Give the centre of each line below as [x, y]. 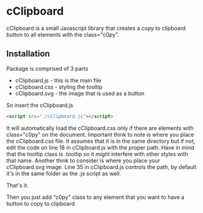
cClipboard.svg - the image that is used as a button [80, 93]
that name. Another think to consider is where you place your [83, 161]
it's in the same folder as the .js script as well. [64, 173]
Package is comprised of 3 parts [47, 68]
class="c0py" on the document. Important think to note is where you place [100, 134]
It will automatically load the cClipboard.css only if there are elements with [100, 128]
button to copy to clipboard [41, 203]
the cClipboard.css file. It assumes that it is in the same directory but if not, [101, 141]
